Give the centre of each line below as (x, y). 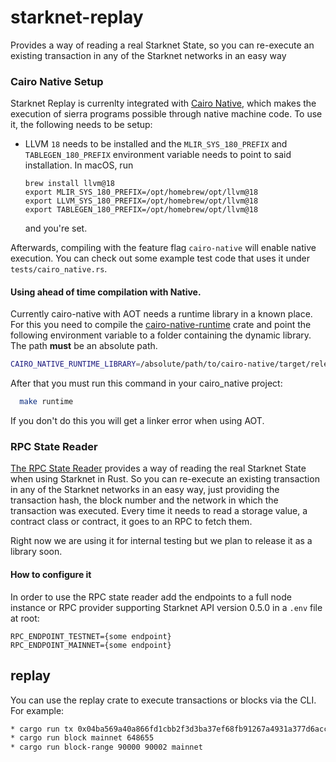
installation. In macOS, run (79, 165)
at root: (25, 618)
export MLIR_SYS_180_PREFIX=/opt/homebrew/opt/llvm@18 (141, 192)
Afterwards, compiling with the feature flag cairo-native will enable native (163, 248)
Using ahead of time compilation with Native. (106, 292)
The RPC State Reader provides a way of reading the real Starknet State (158, 468)
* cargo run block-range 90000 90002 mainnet (106, 747)
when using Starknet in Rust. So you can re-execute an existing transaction (165, 479)
